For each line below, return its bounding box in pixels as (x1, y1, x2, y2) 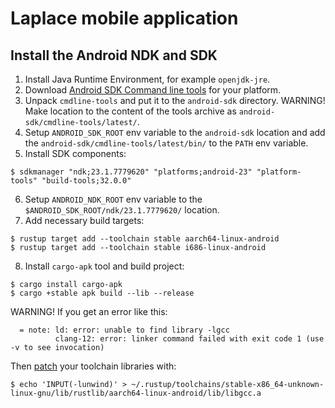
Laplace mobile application (10, 7, 239, 30)
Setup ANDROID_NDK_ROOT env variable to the (24, 193, 203, 205)
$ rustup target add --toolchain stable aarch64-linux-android (10, 234, 280, 244)
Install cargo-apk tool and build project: (24, 260, 185, 272)
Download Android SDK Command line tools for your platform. (24, 84, 282, 96)
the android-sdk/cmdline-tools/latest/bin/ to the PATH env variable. (24, 137, 309, 149)
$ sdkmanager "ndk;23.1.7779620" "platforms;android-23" (10, 167, 253, 177)
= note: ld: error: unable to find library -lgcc (19, 325, 230, 335)
